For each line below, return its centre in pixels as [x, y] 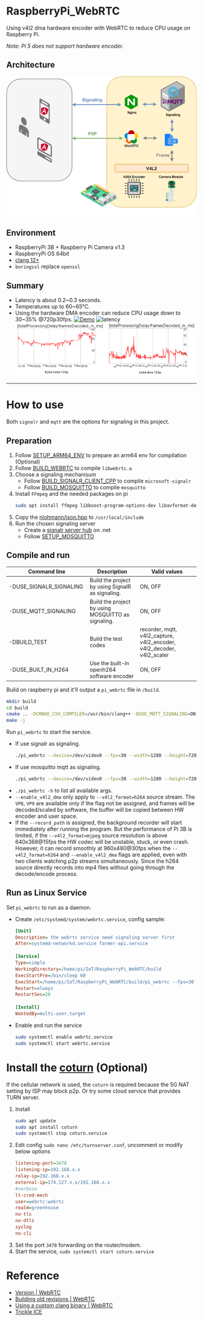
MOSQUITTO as [110, 614]
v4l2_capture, [157, 635]
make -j [16, 721]
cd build [17, 708]
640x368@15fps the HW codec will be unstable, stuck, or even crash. [102, 841]
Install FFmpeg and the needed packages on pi [71, 493]
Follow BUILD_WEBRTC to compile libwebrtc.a [73, 468]
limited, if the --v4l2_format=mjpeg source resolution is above [91, 835]
